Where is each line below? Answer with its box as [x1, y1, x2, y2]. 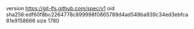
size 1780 [36, 17, 60, 24]
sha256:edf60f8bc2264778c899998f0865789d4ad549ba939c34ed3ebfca [6, 11, 189, 18]
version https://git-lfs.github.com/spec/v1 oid [6, 5, 115, 12]
